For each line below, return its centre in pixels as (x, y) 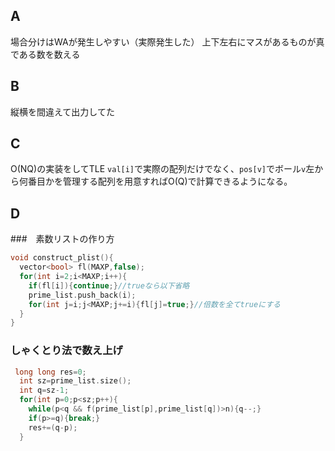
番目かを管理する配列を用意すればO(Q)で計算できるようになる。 (160, 181)
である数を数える (45, 54)
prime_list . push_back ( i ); (82, 295)
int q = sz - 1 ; (44, 390)
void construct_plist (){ (62, 258)
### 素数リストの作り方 (62, 239)
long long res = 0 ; (50, 372)
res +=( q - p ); (53, 427)
